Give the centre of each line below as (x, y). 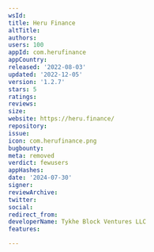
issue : (19, 133)
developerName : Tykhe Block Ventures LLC (77, 222)
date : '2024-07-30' (40, 178)
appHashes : (26, 170)
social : (21, 207)
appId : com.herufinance (47, 52)
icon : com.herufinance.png (53, 141)
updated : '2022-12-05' (45, 74)
